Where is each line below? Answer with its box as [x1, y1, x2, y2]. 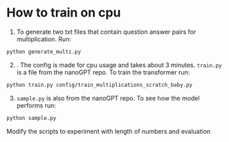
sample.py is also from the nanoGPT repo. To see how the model [16, 94, 200, 102]
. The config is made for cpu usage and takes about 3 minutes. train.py [16, 61, 222, 69]
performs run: [16, 101, 57, 110]
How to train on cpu [6, 5, 121, 21]
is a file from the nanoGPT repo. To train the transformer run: [16, 68, 190, 77]
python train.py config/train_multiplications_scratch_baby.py [6, 81, 193, 88]
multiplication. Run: [16, 34, 72, 43]
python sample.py [6, 114, 57, 121]
